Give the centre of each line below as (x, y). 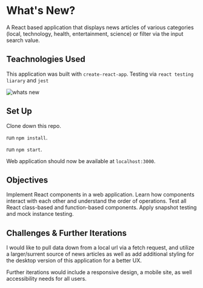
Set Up (19, 111)
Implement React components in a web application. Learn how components (101, 195)
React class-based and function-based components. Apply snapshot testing (101, 207)
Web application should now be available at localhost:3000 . (81, 161)
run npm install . (27, 138)
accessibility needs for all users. (46, 279)
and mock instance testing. (40, 214)
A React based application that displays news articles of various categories (100, 27)
